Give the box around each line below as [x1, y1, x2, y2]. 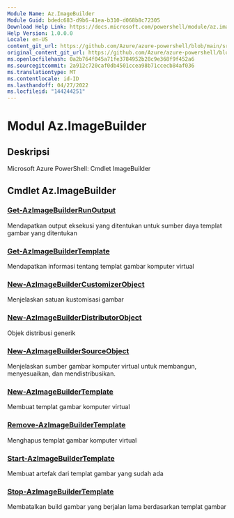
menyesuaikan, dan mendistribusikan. [7, 369, 116, 378]
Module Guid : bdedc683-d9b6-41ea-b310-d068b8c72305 [7, 17, 160, 24]
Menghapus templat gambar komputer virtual [7, 436, 137, 444]
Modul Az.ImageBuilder [7, 118, 147, 134]
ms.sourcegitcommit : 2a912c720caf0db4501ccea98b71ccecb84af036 [7, 62, 195, 69]
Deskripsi [7, 146, 50, 158]
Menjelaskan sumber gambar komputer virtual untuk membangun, [7, 362, 197, 370]
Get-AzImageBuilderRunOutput [7, 205, 116, 215]
